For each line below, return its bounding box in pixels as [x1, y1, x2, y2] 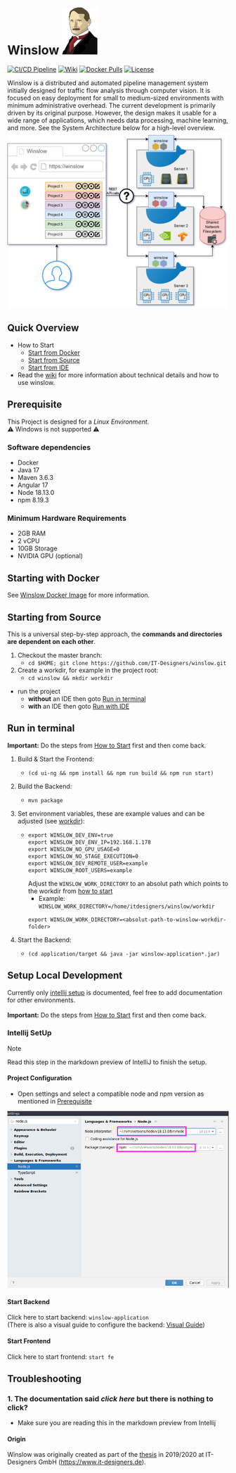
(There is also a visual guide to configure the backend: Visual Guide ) [7, 1320, 205, 1329]
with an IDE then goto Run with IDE [27, 702, 130, 710]
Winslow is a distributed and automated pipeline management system [7, 79, 209, 87]
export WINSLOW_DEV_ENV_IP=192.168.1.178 [27, 838, 151, 846]
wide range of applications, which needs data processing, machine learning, [7, 116, 228, 125]
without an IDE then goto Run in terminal [27, 694, 146, 703]
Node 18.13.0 [17, 488, 55, 496]
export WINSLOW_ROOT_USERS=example [27, 866, 132, 874]
